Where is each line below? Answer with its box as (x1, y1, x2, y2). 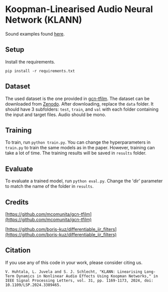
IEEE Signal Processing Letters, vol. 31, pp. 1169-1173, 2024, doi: (5, 278, 154, 283)
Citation (5, 246, 31, 255)
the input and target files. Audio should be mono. (5, 112, 106, 118)
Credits (5, 198, 29, 207)
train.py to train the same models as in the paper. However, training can (5, 145, 155, 151)
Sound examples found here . (5, 31, 65, 37)
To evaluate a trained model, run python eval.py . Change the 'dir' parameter (5, 178, 163, 184)
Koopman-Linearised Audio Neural (5, 4, 153, 15)
